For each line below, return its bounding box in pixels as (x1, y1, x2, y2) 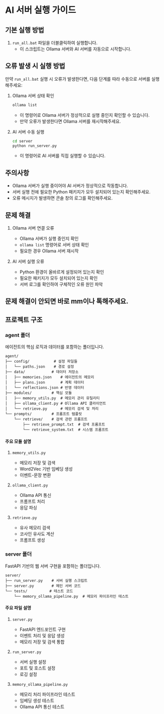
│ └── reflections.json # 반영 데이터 (5, 385, 84, 390)
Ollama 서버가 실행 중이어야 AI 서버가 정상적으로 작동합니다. (12, 183, 128, 189)
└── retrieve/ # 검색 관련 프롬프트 (14, 417, 88, 422)
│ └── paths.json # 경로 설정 (5, 364, 74, 369)
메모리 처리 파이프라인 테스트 (19, 691, 76, 697)
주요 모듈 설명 (5, 438, 31, 444)
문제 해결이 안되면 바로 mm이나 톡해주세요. (5, 297, 128, 306)
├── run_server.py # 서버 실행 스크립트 (5, 578, 88, 583)
